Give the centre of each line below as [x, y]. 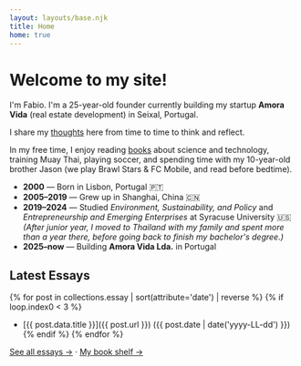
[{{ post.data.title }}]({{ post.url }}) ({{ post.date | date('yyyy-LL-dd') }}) [156, 325]
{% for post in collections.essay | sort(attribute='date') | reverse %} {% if [147, 298]
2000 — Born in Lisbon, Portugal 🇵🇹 [93, 187]
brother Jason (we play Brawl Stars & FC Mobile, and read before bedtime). [151, 169]
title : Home [32, 26]
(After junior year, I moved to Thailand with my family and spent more [153, 228]
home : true [30, 35]
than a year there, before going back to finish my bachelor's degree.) [153, 237]
